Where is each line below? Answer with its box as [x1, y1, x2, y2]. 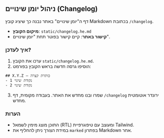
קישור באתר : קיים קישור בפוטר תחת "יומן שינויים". [12, 33, 111, 39]
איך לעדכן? [5, 46, 32, 53]
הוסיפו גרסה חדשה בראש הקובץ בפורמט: [12, 63, 91, 70]
